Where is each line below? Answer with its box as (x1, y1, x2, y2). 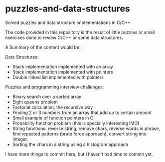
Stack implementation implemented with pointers (12, 68, 113, 75)
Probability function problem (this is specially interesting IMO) (12, 120, 140, 126)
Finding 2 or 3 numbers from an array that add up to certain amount (12, 109, 152, 115)
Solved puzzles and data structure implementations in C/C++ (5, 19, 131, 25)
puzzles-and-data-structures (5, 3, 131, 14)
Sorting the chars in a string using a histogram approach (12, 141, 129, 147)
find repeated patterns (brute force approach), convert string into (12, 130, 147, 136)
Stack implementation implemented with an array (12, 63, 113, 69)
